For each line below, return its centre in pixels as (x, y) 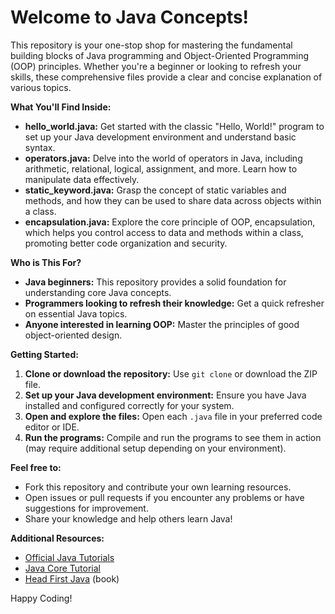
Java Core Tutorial (62, 568)
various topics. (41, 87)
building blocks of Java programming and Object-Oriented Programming (160, 55)
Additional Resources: (57, 538)
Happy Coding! (41, 598)
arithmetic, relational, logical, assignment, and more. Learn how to (161, 168)
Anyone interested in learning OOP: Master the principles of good (162, 324)
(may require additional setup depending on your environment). (155, 448)
